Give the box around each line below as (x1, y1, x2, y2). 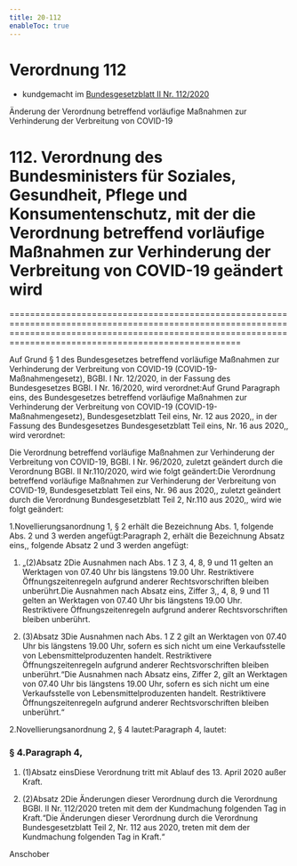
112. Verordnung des (9, 147, 163, 167)
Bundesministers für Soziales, (9, 166, 237, 186)
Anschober (9, 848, 50, 859)
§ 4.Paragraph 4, (9, 747, 83, 759)
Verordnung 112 (9, 60, 127, 80)
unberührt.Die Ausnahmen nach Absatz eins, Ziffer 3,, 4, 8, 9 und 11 (21, 586, 269, 596)
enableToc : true (9, 21, 69, 30)
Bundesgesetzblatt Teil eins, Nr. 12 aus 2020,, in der (86, 411, 277, 422)
